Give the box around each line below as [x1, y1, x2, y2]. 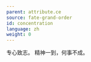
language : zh [6, 26, 40, 32]
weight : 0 [6, 32, 32, 38]
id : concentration [6, 20, 53, 26]
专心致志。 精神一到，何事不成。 [6, 49, 89, 57]
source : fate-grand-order [6, 15, 72, 21]
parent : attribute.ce [6, 9, 62, 15]
